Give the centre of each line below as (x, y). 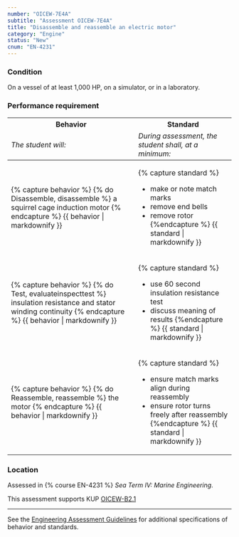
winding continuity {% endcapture (68, 312)
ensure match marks (185, 379)
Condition (25, 72)
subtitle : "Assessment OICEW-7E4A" (60, 21)
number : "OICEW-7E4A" (39, 14)
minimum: (155, 154)
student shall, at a (168, 144)
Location (23, 469)
